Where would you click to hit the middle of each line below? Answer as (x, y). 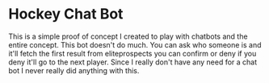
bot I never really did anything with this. (74, 70)
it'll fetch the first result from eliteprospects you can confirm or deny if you (132, 53)
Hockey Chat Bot (66, 14)
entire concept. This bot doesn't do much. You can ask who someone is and (135, 44)
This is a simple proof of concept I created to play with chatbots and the (128, 36)
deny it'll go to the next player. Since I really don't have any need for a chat (133, 62)
